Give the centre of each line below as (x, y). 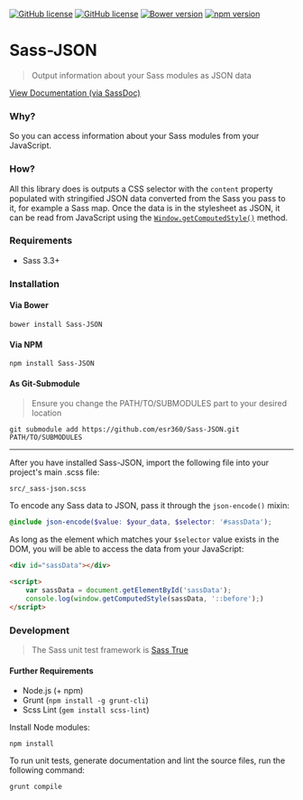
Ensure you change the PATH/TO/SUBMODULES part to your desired (159, 404)
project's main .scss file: (55, 472)
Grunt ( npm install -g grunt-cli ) (85, 701)
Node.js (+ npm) (53, 691)
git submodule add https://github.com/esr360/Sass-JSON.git (125, 430)
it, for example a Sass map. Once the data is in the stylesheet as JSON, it (145, 208)
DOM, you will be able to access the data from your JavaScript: (127, 549)
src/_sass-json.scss (48, 489)
